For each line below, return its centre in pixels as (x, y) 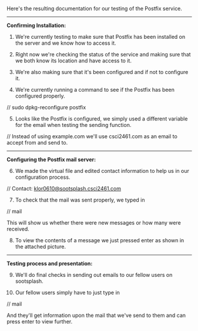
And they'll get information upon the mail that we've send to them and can (96, 315)
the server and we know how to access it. (66, 43)
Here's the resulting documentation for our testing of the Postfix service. (95, 9)
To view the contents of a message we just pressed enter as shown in (100, 240)
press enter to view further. (40, 322)
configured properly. (40, 96)
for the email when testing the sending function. (73, 125)
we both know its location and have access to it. (73, 61)
